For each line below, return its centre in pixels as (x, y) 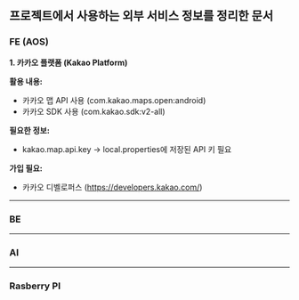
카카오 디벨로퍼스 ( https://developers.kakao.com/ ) (112, 187)
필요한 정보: (30, 130)
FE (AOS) (29, 42)
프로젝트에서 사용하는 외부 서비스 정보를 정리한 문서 (141, 16)
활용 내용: (26, 81)
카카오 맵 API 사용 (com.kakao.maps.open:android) (114, 100)
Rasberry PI (35, 286)
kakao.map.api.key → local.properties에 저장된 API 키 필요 (127, 149)
